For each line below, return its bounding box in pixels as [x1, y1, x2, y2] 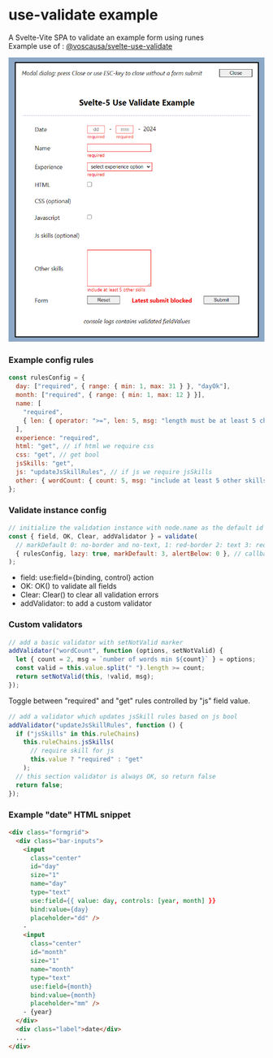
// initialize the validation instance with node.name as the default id [8, 524, 264, 532]
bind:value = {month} [29, 991, 96, 1000]
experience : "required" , [15, 434, 100, 442]
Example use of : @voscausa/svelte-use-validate [8, 41, 173, 50]
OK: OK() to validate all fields [19, 581, 118, 591]
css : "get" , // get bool [15, 451, 100, 460]
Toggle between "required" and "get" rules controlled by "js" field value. [8, 696, 250, 706]
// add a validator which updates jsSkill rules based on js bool [8, 712, 238, 720]
